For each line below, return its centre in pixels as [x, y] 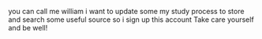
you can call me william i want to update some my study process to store [126, 11]
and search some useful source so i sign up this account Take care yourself [131, 19]
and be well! [28, 28]
